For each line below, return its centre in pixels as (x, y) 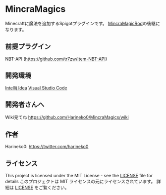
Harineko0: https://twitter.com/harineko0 (47, 147)
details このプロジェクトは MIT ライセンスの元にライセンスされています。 (80, 181)
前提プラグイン (28, 47)
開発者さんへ (25, 104)
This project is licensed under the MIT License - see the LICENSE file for (79, 175)
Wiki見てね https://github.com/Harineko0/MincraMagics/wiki (67, 117)
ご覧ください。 (54, 188)
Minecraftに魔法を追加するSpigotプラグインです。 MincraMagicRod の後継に (83, 23)
